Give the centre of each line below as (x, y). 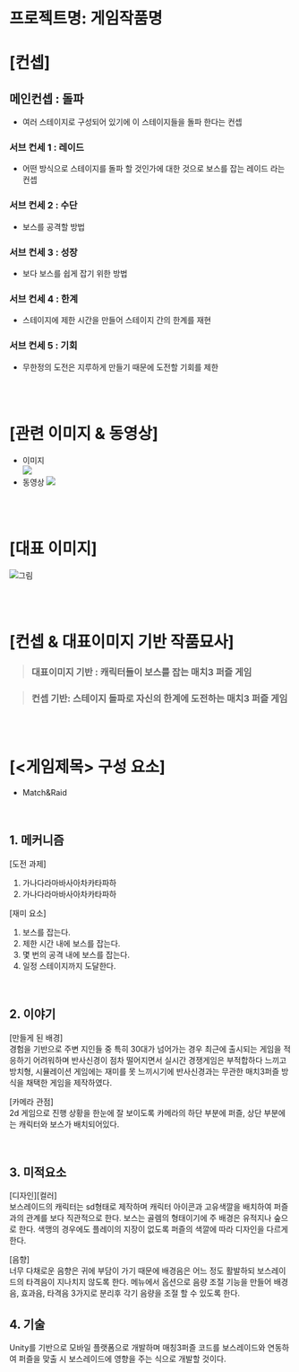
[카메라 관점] (31, 1102)
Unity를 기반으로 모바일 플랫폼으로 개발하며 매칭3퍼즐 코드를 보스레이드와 (137, 1348)
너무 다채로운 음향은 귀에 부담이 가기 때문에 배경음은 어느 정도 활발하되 (132, 1271)
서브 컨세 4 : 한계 (44, 299)
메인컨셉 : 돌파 (47, 98)
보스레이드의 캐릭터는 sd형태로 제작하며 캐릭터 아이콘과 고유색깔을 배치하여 (141, 1207)
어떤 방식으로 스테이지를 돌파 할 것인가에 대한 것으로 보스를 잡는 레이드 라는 (154, 169)
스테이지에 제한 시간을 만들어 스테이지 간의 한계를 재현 (117, 321)
